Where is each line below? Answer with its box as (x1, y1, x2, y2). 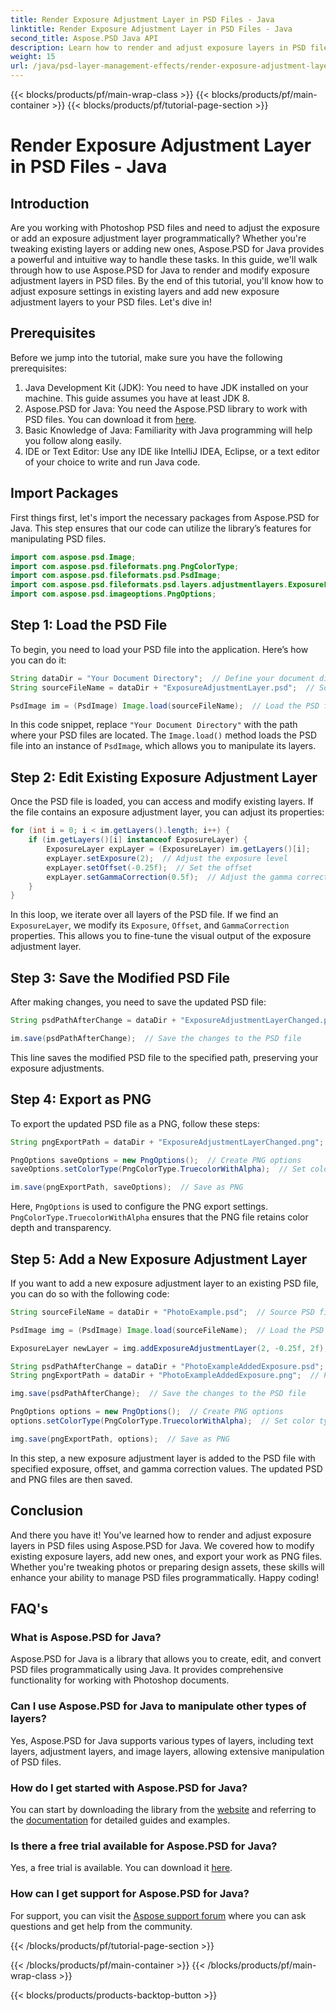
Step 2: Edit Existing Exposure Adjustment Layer (10, 769, 318, 786)
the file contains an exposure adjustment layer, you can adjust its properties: (10, 806, 325, 818)
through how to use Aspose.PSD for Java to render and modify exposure (10, 264, 310, 276)
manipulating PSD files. (10, 532, 107, 545)
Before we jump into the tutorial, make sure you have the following (10, 351, 283, 363)
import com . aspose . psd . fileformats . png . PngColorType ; (10, 561, 240, 571)
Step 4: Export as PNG (10, 1091, 152, 1108)
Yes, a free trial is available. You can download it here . (10, 1862, 233, 1874)
